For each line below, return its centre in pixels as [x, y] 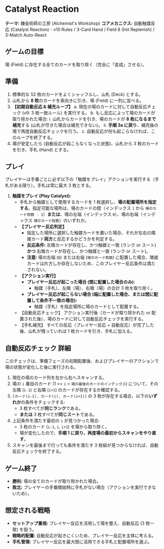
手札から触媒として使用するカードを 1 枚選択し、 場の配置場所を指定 [88, 202]
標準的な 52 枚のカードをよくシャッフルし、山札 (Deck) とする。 [78, 94]
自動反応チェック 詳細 [38, 348]
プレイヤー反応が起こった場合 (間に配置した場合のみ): [81, 282]
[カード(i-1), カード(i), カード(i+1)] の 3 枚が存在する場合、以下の [81, 396]
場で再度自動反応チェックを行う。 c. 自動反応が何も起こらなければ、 [82, 131]
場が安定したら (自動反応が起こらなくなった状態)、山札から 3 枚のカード [85, 143]
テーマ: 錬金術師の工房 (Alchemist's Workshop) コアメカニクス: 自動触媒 [78, 23]
